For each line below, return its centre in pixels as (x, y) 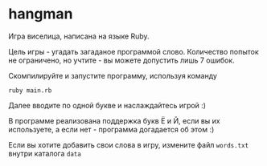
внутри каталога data (45, 153)
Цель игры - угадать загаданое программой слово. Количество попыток (133, 51)
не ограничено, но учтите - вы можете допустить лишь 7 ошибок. (121, 60)
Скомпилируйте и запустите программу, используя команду (113, 75)
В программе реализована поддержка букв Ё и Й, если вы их (114, 120)
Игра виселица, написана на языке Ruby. (79, 36)
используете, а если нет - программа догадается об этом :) (111, 129)
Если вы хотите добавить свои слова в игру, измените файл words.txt (129, 144)
